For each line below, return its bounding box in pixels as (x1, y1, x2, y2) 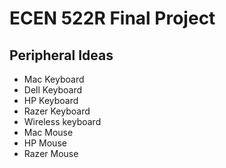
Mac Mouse (23, 127, 74, 138)
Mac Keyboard (23, 73, 85, 85)
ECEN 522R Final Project (9, 7, 216, 30)
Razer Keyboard (23, 105, 91, 117)
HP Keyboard (23, 95, 79, 106)
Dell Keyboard (23, 84, 83, 96)
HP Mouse (23, 137, 67, 149)
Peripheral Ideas (9, 47, 114, 64)
